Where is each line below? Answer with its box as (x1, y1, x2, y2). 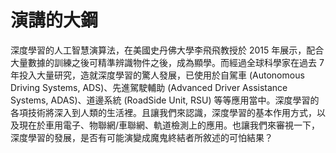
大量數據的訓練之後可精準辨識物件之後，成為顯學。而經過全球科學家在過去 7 (10, 56, 325, 68)
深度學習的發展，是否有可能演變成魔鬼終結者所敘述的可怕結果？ (10, 131, 273, 143)
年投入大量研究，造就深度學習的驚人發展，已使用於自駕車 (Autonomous (10, 69, 305, 81)
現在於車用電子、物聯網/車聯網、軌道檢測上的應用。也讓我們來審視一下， (18, 119, 321, 131)
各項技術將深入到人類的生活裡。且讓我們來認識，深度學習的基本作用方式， (10, 106, 317, 118)
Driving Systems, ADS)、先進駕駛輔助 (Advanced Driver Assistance (10, 81, 288, 93)
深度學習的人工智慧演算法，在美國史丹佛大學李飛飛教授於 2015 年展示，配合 (10, 44, 325, 56)
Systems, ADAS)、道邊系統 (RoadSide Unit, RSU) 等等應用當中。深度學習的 (10, 94, 320, 106)
